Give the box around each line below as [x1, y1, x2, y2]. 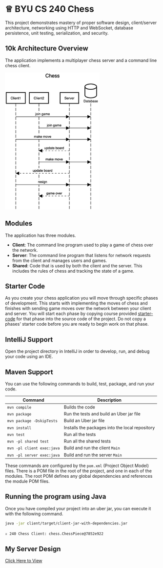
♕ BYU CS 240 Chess [5, 3, 94, 15]
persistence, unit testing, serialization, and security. [5, 30, 109, 36]
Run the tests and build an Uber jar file [63, 411, 141, 416]
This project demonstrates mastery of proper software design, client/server [5, 20, 157, 26]
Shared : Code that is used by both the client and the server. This [12, 262, 143, 268]
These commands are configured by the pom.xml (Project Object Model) [5, 463, 149, 468]
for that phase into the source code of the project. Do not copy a [16, 316, 146, 322]
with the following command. [5, 511, 63, 516]
